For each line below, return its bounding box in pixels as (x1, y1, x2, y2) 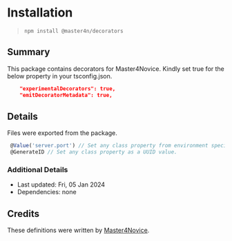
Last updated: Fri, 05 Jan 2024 (17, 180, 106, 189)
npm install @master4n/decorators (23, 28, 124, 34)
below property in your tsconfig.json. (7, 72, 113, 80)
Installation (7, 5, 73, 21)
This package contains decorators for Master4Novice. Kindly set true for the (7, 64, 224, 73)
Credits (7, 208, 40, 220)
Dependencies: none (17, 188, 77, 196)
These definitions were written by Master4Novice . (7, 226, 150, 235)
